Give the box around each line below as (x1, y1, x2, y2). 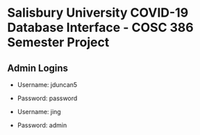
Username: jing (17, 108, 61, 116)
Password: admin (17, 121, 67, 129)
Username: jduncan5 (17, 81, 78, 88)
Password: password (17, 94, 78, 102)
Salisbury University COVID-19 (7, 5, 189, 21)
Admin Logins (7, 62, 68, 74)
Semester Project (7, 35, 110, 50)
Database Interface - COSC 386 (7, 19, 194, 35)
